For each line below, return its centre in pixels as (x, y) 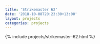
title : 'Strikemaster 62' (31, 9)
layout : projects (23, 18)
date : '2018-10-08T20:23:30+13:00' (41, 14)
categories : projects (27, 23)
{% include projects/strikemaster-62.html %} (50, 37)
